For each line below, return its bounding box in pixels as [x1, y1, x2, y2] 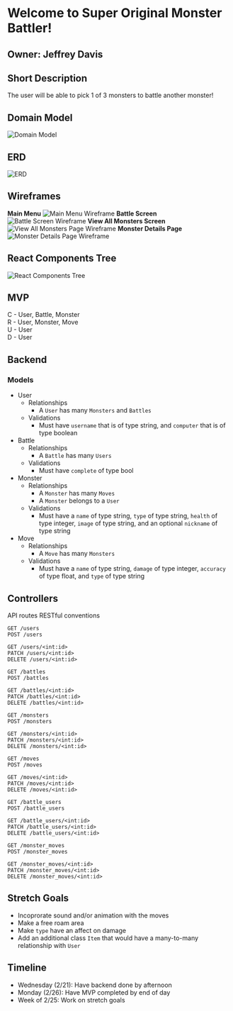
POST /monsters [7, 717, 52, 725]
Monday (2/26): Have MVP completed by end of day [17, 988, 171, 997]
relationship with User [17, 941, 81, 949]
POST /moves [7, 761, 42, 769]
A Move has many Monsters [38, 549, 115, 558]
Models [7, 374, 34, 384]
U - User [7, 325, 33, 334]
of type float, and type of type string [38, 572, 145, 581]
